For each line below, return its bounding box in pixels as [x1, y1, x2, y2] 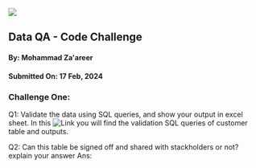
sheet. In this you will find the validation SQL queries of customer [8, 117, 248, 128]
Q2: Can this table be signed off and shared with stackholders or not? [8, 141, 239, 152]
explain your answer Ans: [8, 150, 93, 160]
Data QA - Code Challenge [8, 31, 142, 44]
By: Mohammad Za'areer [8, 52, 93, 62]
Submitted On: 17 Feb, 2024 [8, 71, 103, 80]
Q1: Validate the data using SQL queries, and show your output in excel [8, 109, 243, 119]
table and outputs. [8, 126, 69, 136]
